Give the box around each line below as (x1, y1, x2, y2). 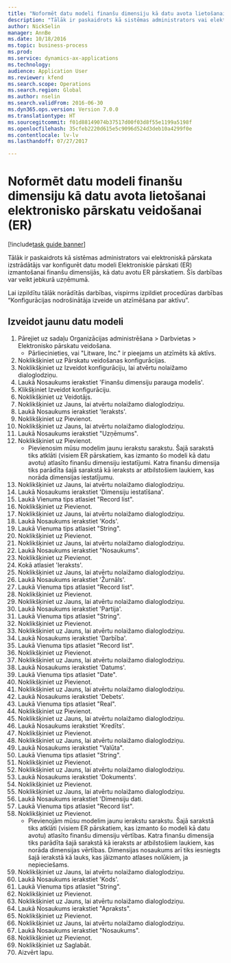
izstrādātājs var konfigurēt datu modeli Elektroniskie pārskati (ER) (8, 261, 193, 269)
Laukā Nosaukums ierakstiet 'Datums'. (17, 663, 126, 671)
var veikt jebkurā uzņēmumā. (8, 276, 90, 284)
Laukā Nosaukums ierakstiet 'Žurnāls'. (17, 575, 126, 583)
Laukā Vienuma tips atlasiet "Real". (17, 700, 117, 708)
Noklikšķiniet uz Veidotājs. (17, 393, 93, 401)
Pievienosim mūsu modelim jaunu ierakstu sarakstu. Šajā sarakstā (27, 444, 215, 452)
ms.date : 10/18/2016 (8, 36, 67, 43)
